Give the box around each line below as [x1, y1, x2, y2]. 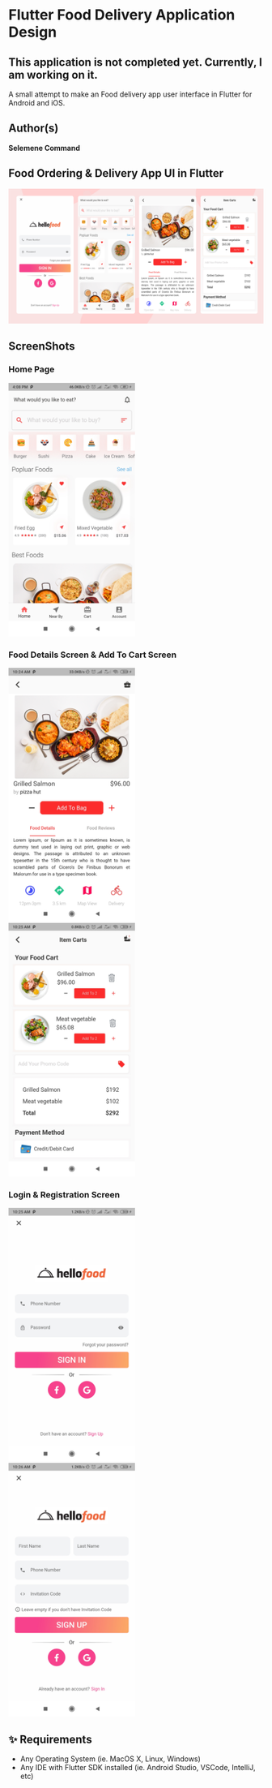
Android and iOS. [8, 98, 66, 107]
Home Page [8, 363, 55, 375]
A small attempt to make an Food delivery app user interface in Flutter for [8, 89, 253, 99]
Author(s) [8, 122, 59, 135]
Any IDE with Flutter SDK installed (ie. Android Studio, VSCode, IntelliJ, [19, 1762, 256, 1772]
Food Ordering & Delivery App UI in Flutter [8, 166, 224, 180]
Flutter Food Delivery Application [8, 6, 236, 24]
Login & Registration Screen [8, 1188, 120, 1200]
